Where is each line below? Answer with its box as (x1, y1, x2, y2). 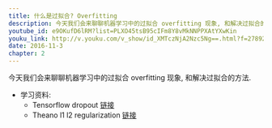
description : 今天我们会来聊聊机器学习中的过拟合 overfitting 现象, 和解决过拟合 (8, 19, 261, 28)
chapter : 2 (8, 49, 45, 58)
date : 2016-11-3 (8, 42, 63, 50)
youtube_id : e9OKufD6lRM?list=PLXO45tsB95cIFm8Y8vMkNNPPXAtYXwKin (8, 27, 237, 35)
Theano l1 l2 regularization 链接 (32, 110, 137, 120)
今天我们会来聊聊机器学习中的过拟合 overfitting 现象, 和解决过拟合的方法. (8, 73, 252, 82)
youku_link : (8, 34, 49, 43)
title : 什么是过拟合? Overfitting (8, 11, 117, 20)
